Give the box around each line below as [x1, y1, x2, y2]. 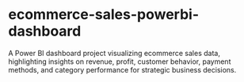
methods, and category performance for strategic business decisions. [8, 65, 237, 74]
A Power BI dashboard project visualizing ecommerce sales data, [8, 48, 220, 58]
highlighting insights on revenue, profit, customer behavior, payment [8, 57, 231, 66]
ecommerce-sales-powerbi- [8, 6, 200, 24]
